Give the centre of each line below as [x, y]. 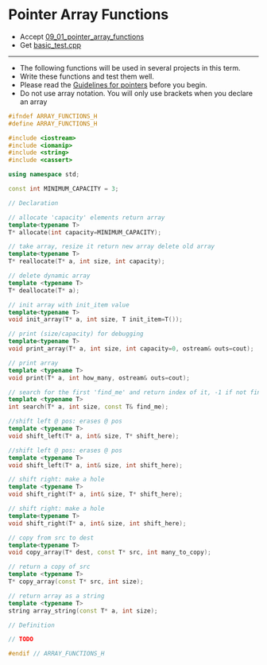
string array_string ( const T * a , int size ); [83, 611]
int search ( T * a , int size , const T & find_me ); [89, 407]
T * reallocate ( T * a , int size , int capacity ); [87, 261]
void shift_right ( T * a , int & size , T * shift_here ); [95, 494]
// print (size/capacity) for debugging [76, 334]
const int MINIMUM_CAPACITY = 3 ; [64, 189]
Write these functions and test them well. [87, 76]
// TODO [21, 640]
